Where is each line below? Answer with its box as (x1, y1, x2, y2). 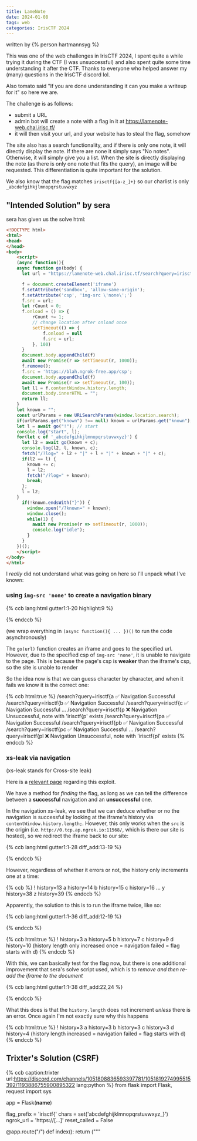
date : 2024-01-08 (6, 14, 49, 20)
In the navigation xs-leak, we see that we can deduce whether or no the (6, 807, 180, 814)
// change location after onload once (32, 319, 127, 326)
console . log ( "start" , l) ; (16, 429, 80, 435)
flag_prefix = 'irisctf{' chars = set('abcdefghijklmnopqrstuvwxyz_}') (6, 1110, 169, 1118)
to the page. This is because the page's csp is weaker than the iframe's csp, (6, 657, 191, 664)
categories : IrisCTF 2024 (6, 25, 69, 31)
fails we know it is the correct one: (6, 681, 89, 688)
